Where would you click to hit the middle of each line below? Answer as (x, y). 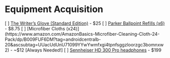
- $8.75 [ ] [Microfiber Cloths (35, 28)
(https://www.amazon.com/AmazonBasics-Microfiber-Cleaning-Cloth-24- (82, 34)
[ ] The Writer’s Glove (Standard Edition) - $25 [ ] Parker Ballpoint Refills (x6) (85, 23)
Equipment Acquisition (54, 9)
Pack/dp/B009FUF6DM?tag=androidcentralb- (53, 39)
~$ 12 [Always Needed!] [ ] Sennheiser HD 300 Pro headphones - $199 (87, 50)
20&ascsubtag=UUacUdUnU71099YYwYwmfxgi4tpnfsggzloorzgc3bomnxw (84, 44)
